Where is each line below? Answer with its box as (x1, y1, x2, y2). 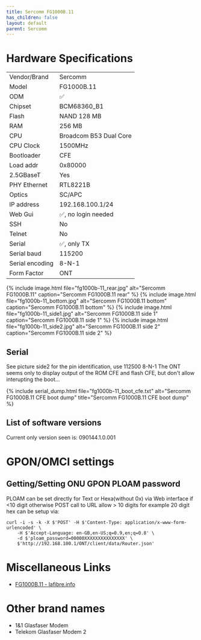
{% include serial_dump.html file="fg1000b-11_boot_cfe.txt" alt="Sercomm (6, 388, 191, 394)
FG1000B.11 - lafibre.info (14, 580, 75, 587)
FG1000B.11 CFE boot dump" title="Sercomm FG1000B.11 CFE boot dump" (6, 394, 189, 401)
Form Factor (9, 269, 44, 278)
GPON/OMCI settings (6, 455, 114, 469)
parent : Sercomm (6, 25, 47, 32)
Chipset (9, 102, 31, 110)
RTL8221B (59, 181, 90, 189)
